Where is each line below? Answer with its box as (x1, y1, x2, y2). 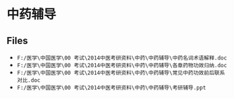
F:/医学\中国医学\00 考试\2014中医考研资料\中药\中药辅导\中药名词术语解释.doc (16, 55, 227, 62)
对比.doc (16, 77, 41, 84)
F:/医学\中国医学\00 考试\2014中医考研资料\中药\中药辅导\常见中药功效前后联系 (16, 69, 226, 76)
